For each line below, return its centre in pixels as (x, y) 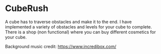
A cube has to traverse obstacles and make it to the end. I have (68, 22)
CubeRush (27, 8)
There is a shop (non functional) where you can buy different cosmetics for (80, 32)
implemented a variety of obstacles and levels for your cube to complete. (79, 27)
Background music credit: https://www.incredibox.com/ (61, 46)
